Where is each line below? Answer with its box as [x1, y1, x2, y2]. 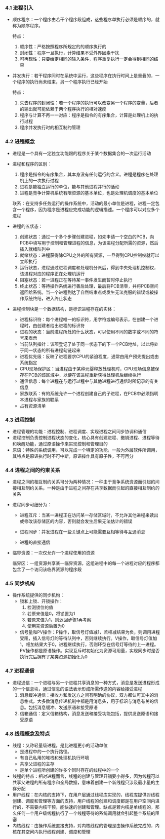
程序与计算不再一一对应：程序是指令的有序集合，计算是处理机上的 [19, 112, 154, 118]
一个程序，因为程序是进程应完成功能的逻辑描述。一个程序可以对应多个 [16, 206, 160, 212]
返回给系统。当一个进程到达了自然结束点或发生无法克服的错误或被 [19, 289, 154, 295]
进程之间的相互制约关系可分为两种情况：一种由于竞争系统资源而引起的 [12, 479, 156, 485]
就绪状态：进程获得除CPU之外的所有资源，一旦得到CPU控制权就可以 [19, 252, 160, 258]
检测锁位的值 [27, 604, 53, 610]
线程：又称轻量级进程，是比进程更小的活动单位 [12, 742, 108, 749]
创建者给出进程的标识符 [37, 322, 85, 328]
